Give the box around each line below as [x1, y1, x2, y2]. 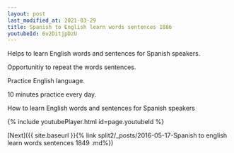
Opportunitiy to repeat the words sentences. [7, 63, 136, 71]
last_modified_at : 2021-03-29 [7, 17, 97, 24]
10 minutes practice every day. [7, 90, 97, 99]
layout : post [7, 10, 46, 18]
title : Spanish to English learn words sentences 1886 [7, 23, 172, 30]
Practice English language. [7, 77, 85, 85]
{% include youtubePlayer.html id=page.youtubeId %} [7, 118, 165, 126]
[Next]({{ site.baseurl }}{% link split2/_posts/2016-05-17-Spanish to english [7, 131, 228, 140]
